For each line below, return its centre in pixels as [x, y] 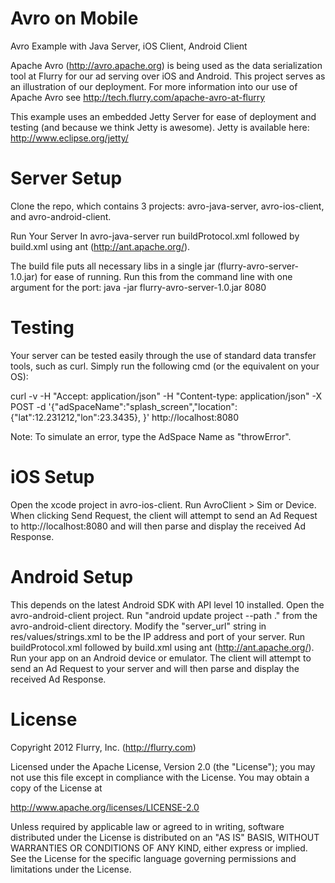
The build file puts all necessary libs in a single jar [113, 266]
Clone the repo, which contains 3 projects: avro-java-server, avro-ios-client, [167, 206]
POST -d [28, 406]
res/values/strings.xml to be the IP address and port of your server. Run [158, 636]
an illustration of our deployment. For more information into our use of [154, 86]
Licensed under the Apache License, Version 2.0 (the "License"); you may [163, 766]
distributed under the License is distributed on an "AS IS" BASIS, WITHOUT [165, 837]
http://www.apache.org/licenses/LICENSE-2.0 [105, 807]
